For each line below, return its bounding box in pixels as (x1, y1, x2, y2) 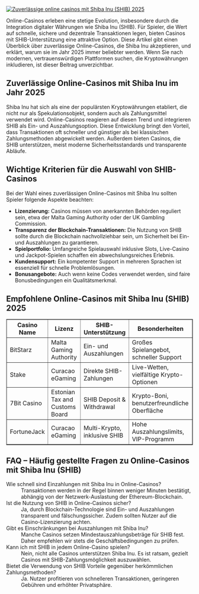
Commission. (14, 220, 47, 227)
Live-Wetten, (131, 363, 169, 372)
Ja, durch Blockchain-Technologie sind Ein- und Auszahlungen (21, 506, 175, 513)
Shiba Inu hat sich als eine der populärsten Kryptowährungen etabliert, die (6, 103, 188, 110)
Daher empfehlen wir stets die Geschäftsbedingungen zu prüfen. (21, 537, 179, 545)
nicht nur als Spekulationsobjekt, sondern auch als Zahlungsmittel (6, 110, 167, 117)
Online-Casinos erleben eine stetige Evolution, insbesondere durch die (6, 17, 179, 24)
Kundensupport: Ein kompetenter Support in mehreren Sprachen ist (14, 258, 182, 265)
